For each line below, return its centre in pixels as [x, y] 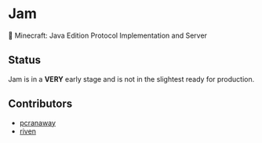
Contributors [40, 104]
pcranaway [38, 123]
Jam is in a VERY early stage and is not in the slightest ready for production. [131, 79]
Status [25, 60]
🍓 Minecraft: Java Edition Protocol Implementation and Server [108, 35]
